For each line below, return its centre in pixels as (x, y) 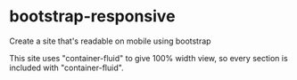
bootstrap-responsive (92, 16)
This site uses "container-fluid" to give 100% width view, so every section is (148, 58)
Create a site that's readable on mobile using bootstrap (110, 41)
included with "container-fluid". (66, 68)
